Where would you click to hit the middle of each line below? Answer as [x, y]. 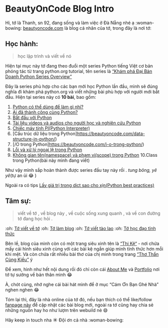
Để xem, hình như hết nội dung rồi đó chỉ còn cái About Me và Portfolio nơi [82, 269]
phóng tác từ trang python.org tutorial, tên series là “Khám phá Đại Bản [79, 71]
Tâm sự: [18, 201]
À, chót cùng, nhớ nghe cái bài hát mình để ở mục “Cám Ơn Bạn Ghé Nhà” [82, 284]
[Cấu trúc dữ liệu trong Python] [45, 134]
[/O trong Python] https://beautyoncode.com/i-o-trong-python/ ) [78, 144]
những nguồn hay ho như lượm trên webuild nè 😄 [57, 310]
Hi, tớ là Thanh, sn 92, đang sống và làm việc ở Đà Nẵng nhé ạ [70, 23]
